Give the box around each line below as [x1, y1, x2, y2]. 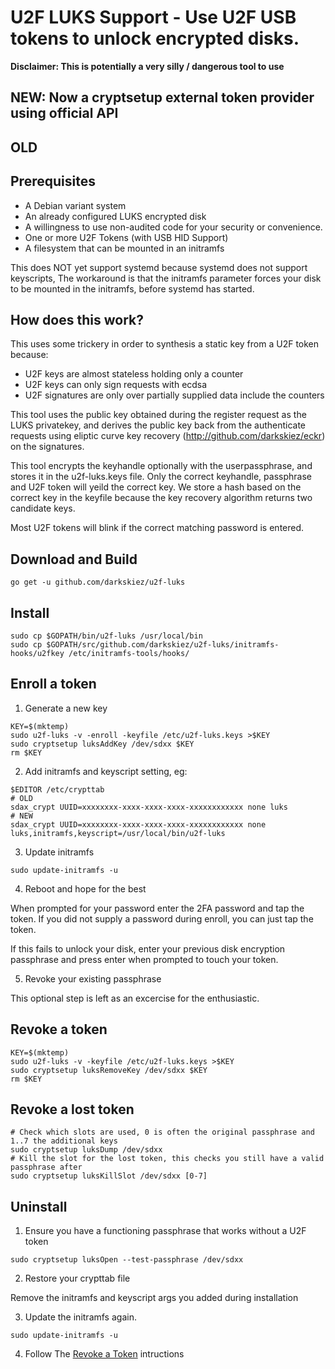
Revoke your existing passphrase [24, 972, 162, 985]
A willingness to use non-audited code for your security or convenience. [24, 221, 323, 233]
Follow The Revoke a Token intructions [24, 1348, 185, 1360]
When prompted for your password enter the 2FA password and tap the [10, 902, 305, 914]
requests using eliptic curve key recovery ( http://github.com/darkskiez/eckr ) [10, 430, 326, 442]
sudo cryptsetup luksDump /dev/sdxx [10, 1145, 163, 1155]
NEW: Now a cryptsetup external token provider [10, 89, 315, 106]
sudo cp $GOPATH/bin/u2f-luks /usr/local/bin [10, 631, 203, 641]
